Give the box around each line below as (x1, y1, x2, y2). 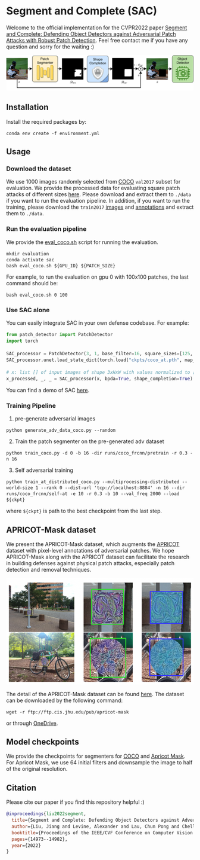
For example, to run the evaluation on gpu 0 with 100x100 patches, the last (6, 273, 189, 280)
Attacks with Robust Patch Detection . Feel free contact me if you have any (6, 36, 189, 44)
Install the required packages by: (6, 118, 87, 125)
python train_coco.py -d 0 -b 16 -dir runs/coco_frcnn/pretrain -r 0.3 (6, 450, 187, 456)
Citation (6, 782, 37, 793)
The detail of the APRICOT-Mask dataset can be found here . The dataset (6, 690, 185, 697)
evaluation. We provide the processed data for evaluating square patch (6, 184, 180, 192)
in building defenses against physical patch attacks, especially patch (6, 560, 175, 567)
